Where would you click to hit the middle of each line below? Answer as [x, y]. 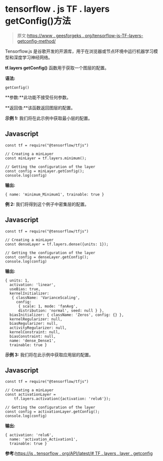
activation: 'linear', [33, 285]
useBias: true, [25, 289]
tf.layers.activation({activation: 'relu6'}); [62, 399]
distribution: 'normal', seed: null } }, [61, 311]
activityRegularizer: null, [38, 328]
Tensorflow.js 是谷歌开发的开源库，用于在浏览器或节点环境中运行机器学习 [79, 51]
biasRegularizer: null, [34, 323]
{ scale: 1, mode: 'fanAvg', [48, 306]
